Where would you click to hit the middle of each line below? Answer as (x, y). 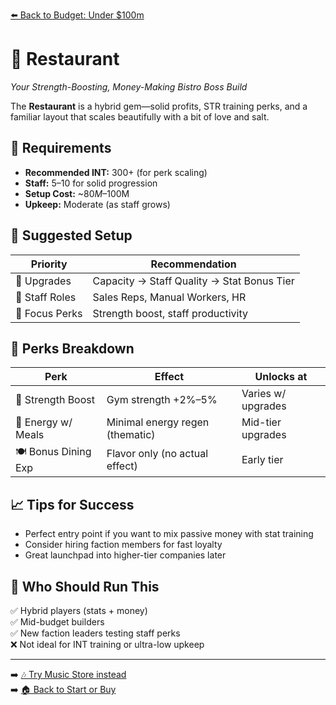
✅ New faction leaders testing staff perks (95, 633)
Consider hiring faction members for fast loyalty (123, 545)
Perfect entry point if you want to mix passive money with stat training (169, 534)
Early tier (262, 459)
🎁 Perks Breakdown (72, 348)
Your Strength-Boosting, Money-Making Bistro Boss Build (129, 86)
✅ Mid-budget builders (57, 622)
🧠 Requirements (61, 148)
